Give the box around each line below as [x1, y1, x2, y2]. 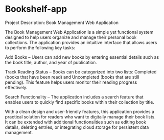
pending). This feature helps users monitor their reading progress [5, 79, 137, 85]
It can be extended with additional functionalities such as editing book [5, 119, 146, 125]
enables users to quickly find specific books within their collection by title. [5, 99, 154, 105]
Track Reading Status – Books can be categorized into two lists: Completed [5, 69, 157, 74]
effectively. [5, 84, 28, 90]
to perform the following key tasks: [5, 45, 75, 50]
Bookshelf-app [5, 3, 67, 15]
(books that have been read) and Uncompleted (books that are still [5, 74, 140, 80]
